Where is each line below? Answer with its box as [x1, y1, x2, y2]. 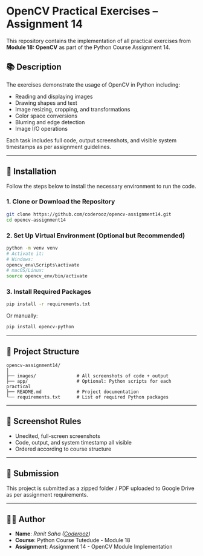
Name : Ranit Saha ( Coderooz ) [14, 530, 91, 537]
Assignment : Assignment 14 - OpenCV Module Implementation [14, 543, 173, 551]
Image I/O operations [14, 125, 68, 132]
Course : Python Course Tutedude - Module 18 [14, 537, 130, 544]
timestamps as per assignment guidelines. [6, 143, 112, 150]
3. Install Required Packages [6, 288, 92, 296]
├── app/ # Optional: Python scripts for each [6, 379, 172, 385]
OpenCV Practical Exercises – [6, 4, 158, 18]
